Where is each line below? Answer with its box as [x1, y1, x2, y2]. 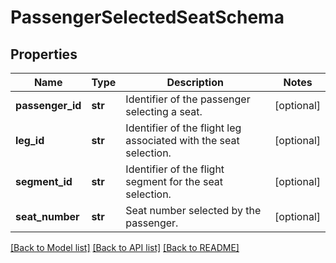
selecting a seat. [125, 105, 203, 118]
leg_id [15, 134, 45, 147]
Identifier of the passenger [125, 92, 251, 106]
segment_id [15, 175, 73, 188]
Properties [10, 46, 78, 63]
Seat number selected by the [125, 204, 262, 217]
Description [166, 76, 224, 89]
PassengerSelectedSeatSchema [10, 6, 285, 29]
